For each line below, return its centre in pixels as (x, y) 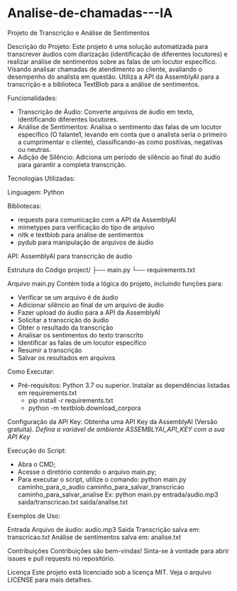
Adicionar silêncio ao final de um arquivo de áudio (91, 305)
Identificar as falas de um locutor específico (82, 342)
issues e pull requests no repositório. (61, 558)
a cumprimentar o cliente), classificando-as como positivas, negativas (120, 142)
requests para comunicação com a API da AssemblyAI (97, 219)
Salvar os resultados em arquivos (66, 357)
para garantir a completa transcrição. (72, 164)
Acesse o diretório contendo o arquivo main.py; (87, 472)
